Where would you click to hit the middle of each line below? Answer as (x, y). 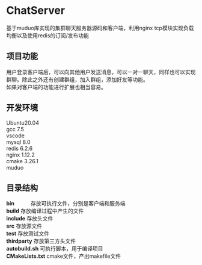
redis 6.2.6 (20, 148)
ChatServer (35, 11)
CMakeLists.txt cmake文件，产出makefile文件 (64, 256)
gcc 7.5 (15, 129)
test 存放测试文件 (28, 234)
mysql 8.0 (19, 142)
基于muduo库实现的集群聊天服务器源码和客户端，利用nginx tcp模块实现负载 (100, 28)
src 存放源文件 (24, 226)
